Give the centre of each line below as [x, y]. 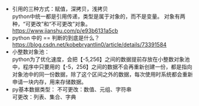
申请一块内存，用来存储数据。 [49, 82]
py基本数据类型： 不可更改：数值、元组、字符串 [72, 89]
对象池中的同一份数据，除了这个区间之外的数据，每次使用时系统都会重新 [102, 74]
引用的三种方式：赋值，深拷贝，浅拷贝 [60, 9]
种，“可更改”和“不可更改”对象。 [51, 24]
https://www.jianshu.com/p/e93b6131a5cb [65, 31]
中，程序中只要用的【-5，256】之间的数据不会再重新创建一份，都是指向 [102, 67]
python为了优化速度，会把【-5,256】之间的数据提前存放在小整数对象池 [101, 59]
